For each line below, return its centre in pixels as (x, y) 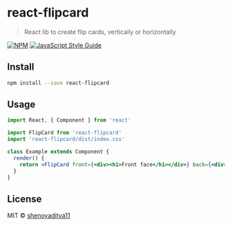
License (25, 199)
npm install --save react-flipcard (58, 83)
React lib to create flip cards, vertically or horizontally (100, 32)
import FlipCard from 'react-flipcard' (65, 133)
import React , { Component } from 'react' (69, 120)
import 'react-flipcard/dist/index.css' (66, 140)
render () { (29, 158)
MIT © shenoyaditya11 (39, 216)
